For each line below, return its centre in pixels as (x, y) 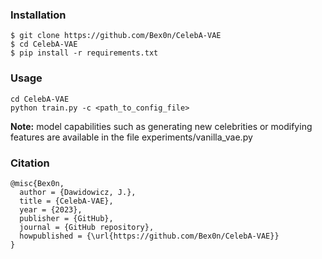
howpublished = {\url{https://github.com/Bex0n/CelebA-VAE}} (149, 236)
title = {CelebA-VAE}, (66, 201)
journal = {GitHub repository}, (87, 227)
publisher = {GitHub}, (66, 218)
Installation (38, 15)
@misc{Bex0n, (37, 183)
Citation (30, 163)
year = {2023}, (51, 209)
